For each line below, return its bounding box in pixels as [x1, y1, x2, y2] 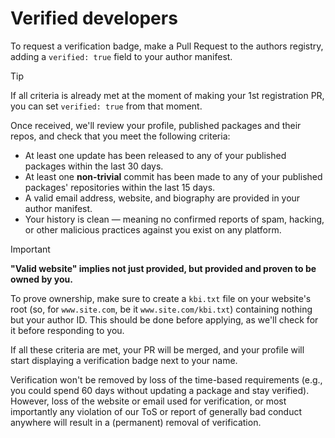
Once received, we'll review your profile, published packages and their [10, 119, 302, 131]
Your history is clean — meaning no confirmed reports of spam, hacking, [24, 213, 325, 225]
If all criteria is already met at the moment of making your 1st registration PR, [10, 89, 325, 101]
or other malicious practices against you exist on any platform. [24, 223, 282, 236]
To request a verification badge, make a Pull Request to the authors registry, [10, 40, 324, 52]
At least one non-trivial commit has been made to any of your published [24, 170, 323, 182]
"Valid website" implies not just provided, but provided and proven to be [10, 262, 317, 274]
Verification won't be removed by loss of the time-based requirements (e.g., [10, 373, 323, 386]
